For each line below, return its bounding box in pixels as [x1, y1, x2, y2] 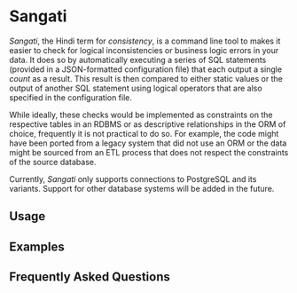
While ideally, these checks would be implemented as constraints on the [9, 109, 273, 120]
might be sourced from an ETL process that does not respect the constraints [9, 146, 289, 157]
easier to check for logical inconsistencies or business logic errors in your [9, 44, 279, 55]
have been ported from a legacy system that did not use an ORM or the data [9, 138, 287, 148]
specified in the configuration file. [9, 91, 133, 103]
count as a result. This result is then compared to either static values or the [9, 73, 284, 83]
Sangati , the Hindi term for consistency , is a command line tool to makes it [9, 36, 281, 46]
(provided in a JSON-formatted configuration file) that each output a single [9, 64, 282, 75]
